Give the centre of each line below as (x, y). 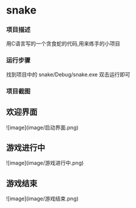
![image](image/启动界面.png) (42, 127)
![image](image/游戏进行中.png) (45, 163)
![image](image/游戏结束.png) (42, 199)
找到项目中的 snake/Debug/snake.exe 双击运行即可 (68, 74)
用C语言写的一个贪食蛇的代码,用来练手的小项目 (63, 44)
